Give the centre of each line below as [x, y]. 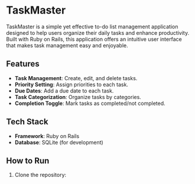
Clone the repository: [40, 175]
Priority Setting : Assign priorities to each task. [71, 84]
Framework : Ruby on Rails [47, 136]
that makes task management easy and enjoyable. [67, 45]
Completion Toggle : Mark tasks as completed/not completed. [90, 103]
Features [23, 64]
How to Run [28, 161]
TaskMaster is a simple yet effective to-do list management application [92, 27]
